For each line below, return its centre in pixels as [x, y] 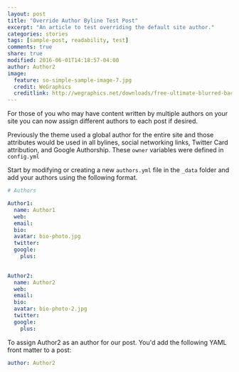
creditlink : [32, 93]
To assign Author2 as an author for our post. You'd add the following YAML [117, 342]
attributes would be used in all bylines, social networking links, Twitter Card [118, 142]
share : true [25, 54]
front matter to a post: [39, 350]
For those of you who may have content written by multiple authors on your [118, 114]
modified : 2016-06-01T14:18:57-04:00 [63, 60]
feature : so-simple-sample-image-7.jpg [73, 80]
